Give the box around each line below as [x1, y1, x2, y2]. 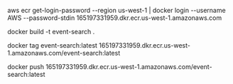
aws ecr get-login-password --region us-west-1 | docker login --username [7, 6, 226, 14]
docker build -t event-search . [7, 28, 95, 36]
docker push [7, 63, 45, 70]
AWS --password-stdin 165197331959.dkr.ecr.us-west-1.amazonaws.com [7, 14, 222, 22]
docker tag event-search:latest [7, 41, 98, 49]
